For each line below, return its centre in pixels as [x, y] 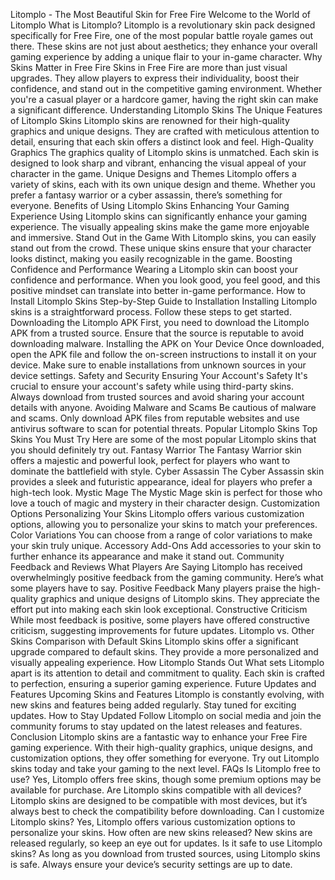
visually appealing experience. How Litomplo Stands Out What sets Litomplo [167, 662]
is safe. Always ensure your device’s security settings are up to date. [151, 864]
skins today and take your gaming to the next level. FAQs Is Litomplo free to [165, 768]
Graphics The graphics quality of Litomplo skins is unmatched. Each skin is [165, 152]
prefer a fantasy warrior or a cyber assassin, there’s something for [146, 195]
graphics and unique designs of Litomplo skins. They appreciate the [180, 598]
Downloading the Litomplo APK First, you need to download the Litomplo [160, 322]
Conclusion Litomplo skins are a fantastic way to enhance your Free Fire [159, 737]
